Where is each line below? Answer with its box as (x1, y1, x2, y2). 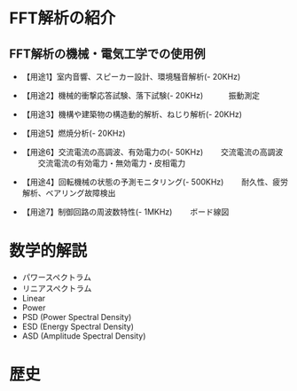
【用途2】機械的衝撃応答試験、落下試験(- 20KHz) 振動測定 (21, 90, 260, 100)
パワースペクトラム (21, 271, 91, 282)
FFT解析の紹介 (9, 8, 116, 28)
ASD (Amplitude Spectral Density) (21, 330, 146, 341)
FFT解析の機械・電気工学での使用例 (9, 46, 206, 61)
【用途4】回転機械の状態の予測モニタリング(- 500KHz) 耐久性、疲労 (21, 176, 288, 187)
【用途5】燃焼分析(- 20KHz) (21, 128, 126, 138)
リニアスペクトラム (21, 283, 92, 293)
